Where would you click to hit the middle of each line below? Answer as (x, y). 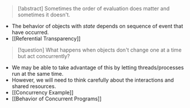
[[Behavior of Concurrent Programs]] (57, 99)
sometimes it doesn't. (44, 15)
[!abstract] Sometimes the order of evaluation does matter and (94, 9)
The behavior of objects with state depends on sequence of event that (97, 26)
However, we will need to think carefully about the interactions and (93, 80)
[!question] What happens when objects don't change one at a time (99, 50)
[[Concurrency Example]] (42, 92)
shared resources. (34, 86)
